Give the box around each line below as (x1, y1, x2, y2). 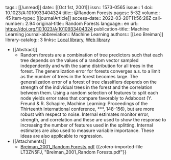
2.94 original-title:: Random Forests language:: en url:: (25, 20, 139, 26)
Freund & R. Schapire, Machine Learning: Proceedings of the (20, 101, 148, 106)
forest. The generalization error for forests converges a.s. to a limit (20, 68, 160, 74)
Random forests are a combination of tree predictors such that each (20, 52, 163, 58)
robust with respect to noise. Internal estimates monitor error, (20, 111, 150, 117)
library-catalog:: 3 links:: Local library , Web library (5, 37, 110, 43)
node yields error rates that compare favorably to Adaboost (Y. (20, 95, 153, 101)
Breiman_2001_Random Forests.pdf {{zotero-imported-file (20, 144, 143, 149)
